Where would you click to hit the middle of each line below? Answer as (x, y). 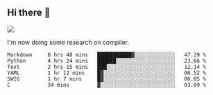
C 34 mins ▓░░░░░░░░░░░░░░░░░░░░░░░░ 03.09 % (107, 85)
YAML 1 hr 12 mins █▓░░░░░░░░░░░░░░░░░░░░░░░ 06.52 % (107, 73)
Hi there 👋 (29, 13)
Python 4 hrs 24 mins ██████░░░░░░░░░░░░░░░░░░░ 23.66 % (107, 61)
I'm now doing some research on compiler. (68, 42)
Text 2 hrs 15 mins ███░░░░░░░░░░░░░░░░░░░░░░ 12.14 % (107, 67)
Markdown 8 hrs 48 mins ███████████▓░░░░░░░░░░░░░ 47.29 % (107, 55)
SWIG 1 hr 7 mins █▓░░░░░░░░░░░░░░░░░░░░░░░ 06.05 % (107, 79)
